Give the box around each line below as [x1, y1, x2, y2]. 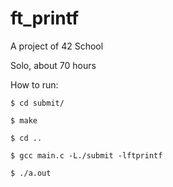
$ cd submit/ [10, 98, 65, 108]
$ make [10, 115, 38, 126]
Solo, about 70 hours [10, 59, 97, 71]
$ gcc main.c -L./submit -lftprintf [10, 150, 163, 161]
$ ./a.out [10, 168, 52, 178]
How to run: [10, 78, 59, 91]
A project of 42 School [10, 40, 104, 52]
